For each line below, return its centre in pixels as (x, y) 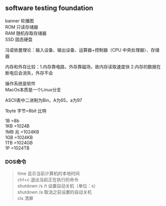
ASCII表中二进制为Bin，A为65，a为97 (44, 100)
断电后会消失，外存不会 (29, 73)
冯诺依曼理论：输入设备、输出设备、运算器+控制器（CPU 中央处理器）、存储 (82, 50)
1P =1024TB (17, 148)
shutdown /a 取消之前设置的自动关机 (55, 192)
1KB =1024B (17, 126)
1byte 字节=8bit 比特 (26, 111)
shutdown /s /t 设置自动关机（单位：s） (57, 186)
